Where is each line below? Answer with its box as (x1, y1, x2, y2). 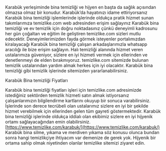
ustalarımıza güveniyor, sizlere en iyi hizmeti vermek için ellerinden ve (5, 52, 148, 58)
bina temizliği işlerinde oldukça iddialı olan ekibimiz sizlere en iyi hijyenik (5, 114, 153, 119)
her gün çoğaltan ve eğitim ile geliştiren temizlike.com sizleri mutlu (5, 31, 141, 36)
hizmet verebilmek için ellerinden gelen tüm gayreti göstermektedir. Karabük (5, 108, 161, 114)
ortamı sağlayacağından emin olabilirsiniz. (5, 119, 91, 125)
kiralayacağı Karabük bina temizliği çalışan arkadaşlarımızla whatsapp (5, 41, 148, 47)
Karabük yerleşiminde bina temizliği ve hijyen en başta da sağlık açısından (5, 4, 156, 10)
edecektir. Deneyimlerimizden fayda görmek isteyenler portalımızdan (5, 36, 146, 42)
